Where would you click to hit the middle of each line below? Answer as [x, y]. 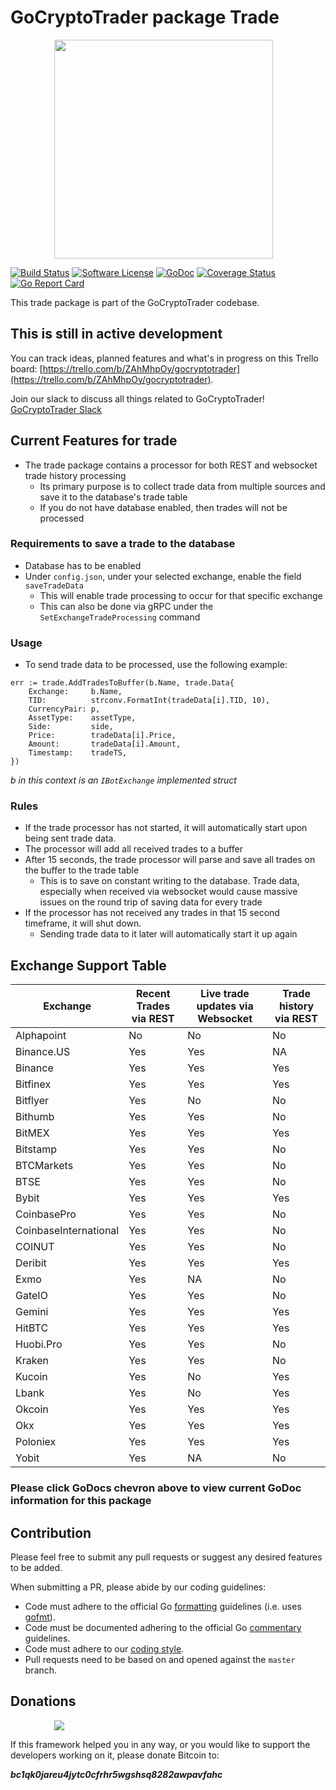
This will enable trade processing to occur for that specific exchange [181, 595]
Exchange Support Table [88, 965]
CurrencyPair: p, [64, 709]
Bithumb [35, 1117]
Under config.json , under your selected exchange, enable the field [163, 576]
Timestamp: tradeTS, [78, 753]
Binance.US [43, 1052]
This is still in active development [116, 334]
